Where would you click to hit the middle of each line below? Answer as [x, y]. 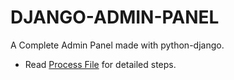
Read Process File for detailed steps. [100, 64]
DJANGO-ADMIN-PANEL [115, 17]
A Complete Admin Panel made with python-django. [117, 45]
